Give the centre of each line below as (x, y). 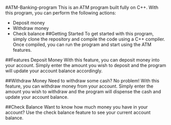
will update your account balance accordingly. (54, 71)
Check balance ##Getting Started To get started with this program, (83, 34)
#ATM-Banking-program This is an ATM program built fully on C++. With (82, 7)
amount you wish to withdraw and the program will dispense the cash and (83, 91)
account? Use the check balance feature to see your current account (78, 112)
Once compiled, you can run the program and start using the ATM (82, 45)
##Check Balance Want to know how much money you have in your (77, 107)
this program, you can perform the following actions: (61, 13)
